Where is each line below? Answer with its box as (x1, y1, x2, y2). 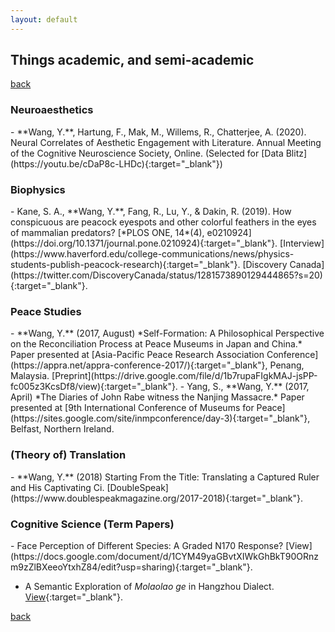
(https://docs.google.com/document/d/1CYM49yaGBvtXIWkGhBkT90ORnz (10, 550, 319, 562)
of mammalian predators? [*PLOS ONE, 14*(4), (10, 227, 205, 239)
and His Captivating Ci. (10, 481, 105, 493)
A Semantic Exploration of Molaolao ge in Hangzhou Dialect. (24, 580, 275, 592)
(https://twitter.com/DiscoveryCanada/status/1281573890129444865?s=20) (10, 269, 323, 281)
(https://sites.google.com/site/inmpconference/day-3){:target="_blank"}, (10, 412, 311, 425)
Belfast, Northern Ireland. (10, 423, 115, 435)
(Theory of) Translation (10, 448, 127, 462)
